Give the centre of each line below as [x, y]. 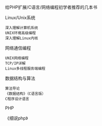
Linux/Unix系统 [20, 18]
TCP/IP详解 [15, 63]
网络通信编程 [18, 48]
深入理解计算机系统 [22, 28]
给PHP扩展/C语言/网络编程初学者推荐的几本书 [51, 7]
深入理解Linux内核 [22, 38]
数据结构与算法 [20, 78]
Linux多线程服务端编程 [25, 69]
